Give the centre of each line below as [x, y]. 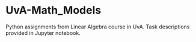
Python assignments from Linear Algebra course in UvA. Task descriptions [98, 27]
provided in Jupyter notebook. [43, 33]
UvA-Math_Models [54, 10]
